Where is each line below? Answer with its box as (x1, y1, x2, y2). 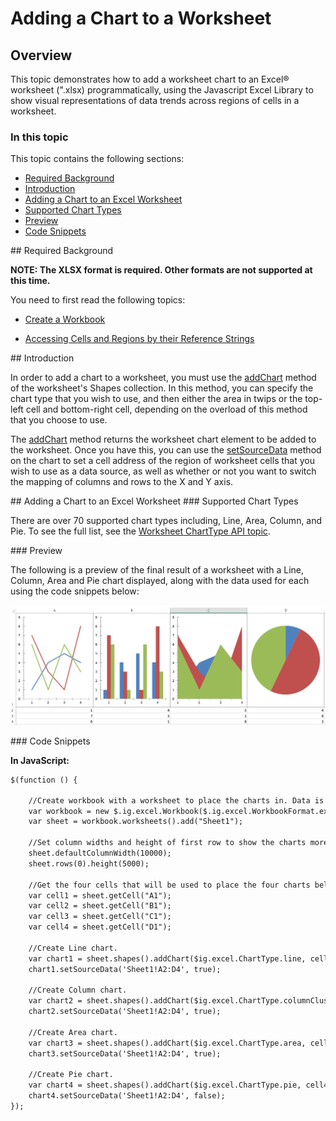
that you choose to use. (10, 414, 108, 426)
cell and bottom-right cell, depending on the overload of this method (25, 403, 308, 416)
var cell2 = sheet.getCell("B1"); (28, 901, 172, 911)
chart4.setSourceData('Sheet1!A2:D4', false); (28, 1091, 226, 1101)
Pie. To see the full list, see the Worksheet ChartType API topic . (10, 525, 271, 537)
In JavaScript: (10, 754, 70, 766)
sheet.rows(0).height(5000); (28, 858, 150, 869)
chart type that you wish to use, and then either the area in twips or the (10, 393, 303, 405)
